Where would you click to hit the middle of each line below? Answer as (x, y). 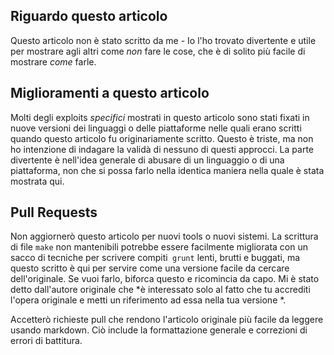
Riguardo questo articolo (89, 16)
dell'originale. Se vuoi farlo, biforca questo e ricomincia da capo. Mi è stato (165, 279)
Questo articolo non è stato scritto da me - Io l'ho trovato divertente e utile (163, 40)
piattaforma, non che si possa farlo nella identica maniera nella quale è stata (167, 170)
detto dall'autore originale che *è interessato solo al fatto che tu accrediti (160, 290)
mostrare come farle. (53, 61)
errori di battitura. (46, 341)
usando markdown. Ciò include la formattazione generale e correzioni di (159, 330)
